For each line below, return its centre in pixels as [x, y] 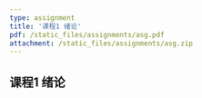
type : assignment [42, 18]
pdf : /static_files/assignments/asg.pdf [87, 34]
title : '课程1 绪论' [45, 26]
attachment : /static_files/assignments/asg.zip [101, 43]
